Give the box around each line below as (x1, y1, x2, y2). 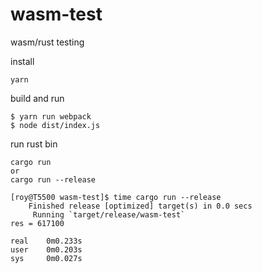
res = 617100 (10, 218, 65, 228)
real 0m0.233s (10, 236, 83, 246)
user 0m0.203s (10, 244, 83, 255)
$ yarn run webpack (10, 111, 92, 122)
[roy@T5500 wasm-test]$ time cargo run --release (10, 192, 222, 202)
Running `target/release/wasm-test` (32, 209, 186, 220)
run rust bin (10, 138, 58, 150)
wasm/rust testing (10, 36, 85, 48)
